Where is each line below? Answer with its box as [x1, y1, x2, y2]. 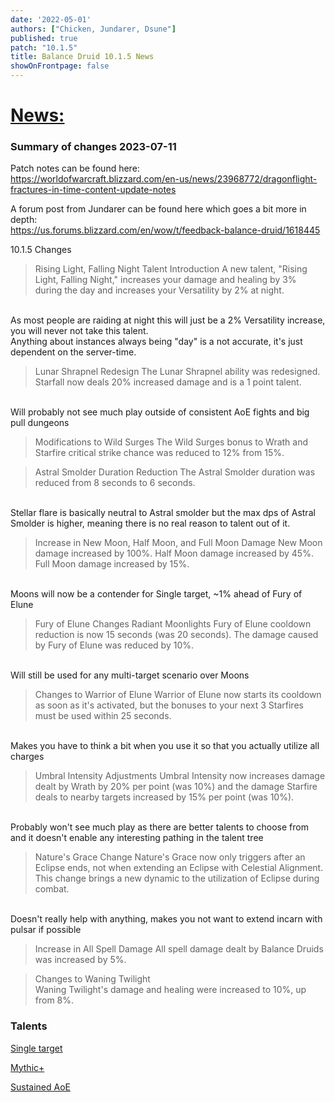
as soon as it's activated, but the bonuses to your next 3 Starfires [34, 699, 304, 711]
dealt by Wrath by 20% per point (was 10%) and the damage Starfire [34, 781, 318, 793]
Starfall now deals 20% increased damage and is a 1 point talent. [34, 376, 302, 388]
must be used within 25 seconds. [34, 710, 172, 722]
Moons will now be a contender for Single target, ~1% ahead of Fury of [10, 588, 303, 600]
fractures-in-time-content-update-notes [10, 184, 177, 196]
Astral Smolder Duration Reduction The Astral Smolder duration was [34, 466, 316, 478]
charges [10, 751, 45, 763]
